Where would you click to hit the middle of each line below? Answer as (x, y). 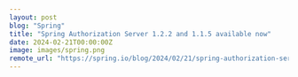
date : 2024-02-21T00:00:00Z (61, 42)
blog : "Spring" (37, 26)
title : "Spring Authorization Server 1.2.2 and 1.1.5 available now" (141, 34)
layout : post (33, 17)
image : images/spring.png (57, 50)
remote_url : (31, 58)
